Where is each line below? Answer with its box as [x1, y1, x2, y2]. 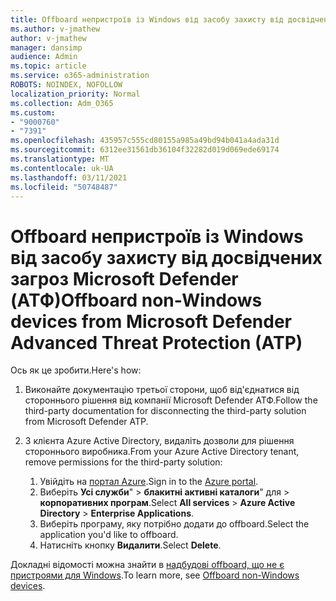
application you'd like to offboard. [39, 529, 179, 541]
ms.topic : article [10, 61, 87, 71]
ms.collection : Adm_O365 [10, 98, 114, 108]
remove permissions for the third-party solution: [24, 456, 223, 468]
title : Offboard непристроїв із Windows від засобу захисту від [10, 14, 284, 25]
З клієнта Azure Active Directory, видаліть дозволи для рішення [24, 435, 295, 447]
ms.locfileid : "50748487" [10, 182, 118, 192]
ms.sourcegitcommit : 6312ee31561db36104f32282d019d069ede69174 [10, 145, 280, 155]
